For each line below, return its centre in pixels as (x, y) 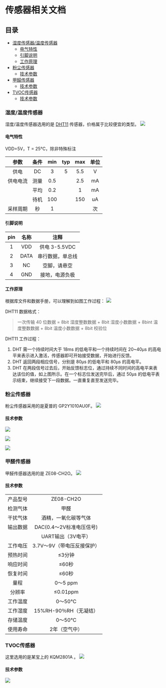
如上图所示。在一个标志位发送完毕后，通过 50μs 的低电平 (97, 374)
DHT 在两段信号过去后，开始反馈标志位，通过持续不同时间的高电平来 (83, 368)
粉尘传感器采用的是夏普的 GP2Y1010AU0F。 (50, 406)
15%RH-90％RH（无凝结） (66, 611)
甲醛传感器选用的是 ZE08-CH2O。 (40, 473)
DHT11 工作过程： (23, 339)
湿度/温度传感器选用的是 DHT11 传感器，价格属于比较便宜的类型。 (72, 124)
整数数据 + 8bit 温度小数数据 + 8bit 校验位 (64, 328)
